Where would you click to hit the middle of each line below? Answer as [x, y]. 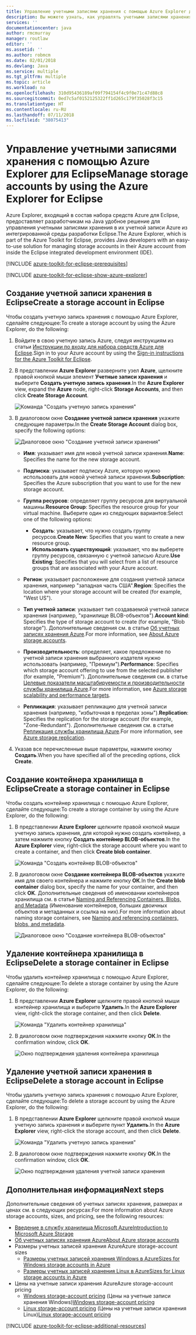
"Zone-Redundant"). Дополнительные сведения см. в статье [98, 725]
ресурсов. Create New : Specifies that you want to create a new [108, 536]
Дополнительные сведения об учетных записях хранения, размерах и [94, 1204]
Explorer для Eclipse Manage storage [97, 174]
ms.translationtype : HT [35, 104]
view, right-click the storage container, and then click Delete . [88, 1013]
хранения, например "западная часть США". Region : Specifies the [104, 585]
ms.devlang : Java [27, 66]
